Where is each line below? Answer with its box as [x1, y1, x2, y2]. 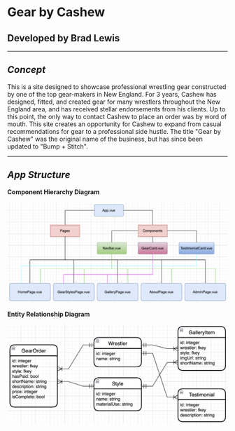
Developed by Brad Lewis [7, 32, 120, 44]
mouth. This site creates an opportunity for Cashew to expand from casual [7, 120, 222, 128]
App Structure [7, 169, 71, 181]
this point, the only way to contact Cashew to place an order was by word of [7, 112, 227, 121]
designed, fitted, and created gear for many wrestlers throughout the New [7, 97, 220, 106]
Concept [7, 64, 46, 76]
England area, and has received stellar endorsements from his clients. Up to [7, 104, 226, 113]
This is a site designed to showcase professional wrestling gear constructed [7, 82, 227, 91]
